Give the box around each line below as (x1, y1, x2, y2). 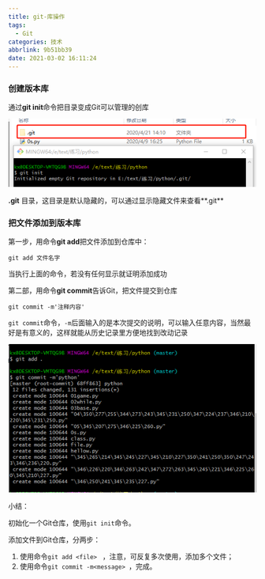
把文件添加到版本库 (8, 218, 81, 229)
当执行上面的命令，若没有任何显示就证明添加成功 (8, 269, 167, 278)
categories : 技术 (8, 38, 63, 46)
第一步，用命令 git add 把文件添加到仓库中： (8, 237, 149, 247)
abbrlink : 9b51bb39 (8, 46, 73, 55)
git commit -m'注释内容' (8, 303, 85, 312)
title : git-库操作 (8, 13, 65, 21)
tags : (8, 21, 26, 29)
